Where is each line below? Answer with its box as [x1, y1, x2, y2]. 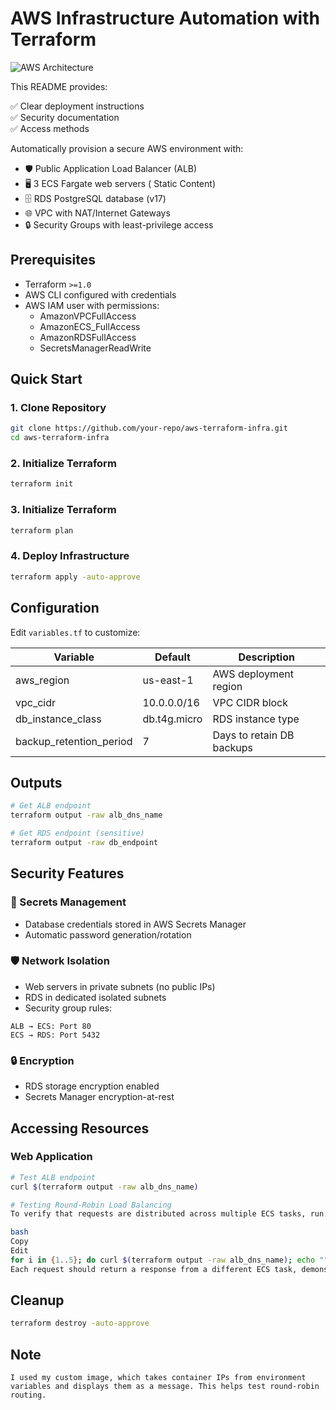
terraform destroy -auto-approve [10, 1318, 150, 1329]
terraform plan [10, 525, 74, 536]
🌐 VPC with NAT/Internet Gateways [24, 207, 171, 219]
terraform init [10, 479, 74, 489]
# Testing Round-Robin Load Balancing [10, 1200, 172, 1210]
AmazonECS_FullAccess [39, 320, 141, 332]
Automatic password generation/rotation [24, 928, 192, 941]
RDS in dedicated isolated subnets [24, 991, 167, 1003]
